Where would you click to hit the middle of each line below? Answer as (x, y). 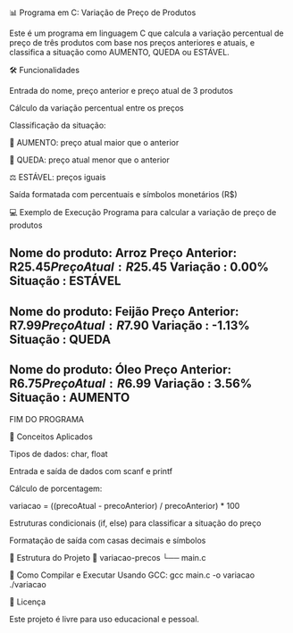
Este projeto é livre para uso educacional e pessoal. (104, 619)
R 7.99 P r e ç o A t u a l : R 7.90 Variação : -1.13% (130, 325)
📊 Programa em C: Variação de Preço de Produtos (103, 12)
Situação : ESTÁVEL (65, 281)
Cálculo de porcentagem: (56, 488)
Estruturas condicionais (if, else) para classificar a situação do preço (135, 523)
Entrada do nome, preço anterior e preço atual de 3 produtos (121, 91)
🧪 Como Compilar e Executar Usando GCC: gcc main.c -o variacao (132, 575)
